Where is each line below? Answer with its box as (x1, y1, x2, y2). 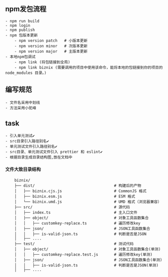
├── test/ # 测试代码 (14, 241, 134, 246)
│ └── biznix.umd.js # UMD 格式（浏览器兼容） (14, 199, 162, 204)
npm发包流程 (5, 5, 47, 14)
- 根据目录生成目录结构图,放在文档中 (5, 155, 72, 160)
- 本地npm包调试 (5, 54, 36, 59)
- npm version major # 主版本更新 (14, 49, 88, 54)
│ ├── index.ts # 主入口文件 (14, 210, 138, 215)
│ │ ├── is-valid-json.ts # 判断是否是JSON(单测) (14, 262, 159, 268)
